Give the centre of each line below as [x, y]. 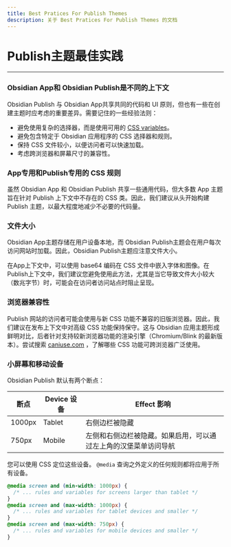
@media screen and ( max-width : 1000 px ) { [67, 505]
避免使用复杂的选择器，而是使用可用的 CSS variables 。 [95, 127]
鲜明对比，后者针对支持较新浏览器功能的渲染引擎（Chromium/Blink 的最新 [112, 336]
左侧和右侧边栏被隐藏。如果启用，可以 [147, 435]
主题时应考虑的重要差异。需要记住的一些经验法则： [85, 113]
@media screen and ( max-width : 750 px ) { [66, 524]
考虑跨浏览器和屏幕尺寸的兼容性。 [65, 153]
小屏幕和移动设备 [35, 364]
